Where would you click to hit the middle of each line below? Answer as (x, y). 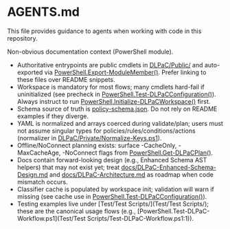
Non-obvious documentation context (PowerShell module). (90, 52)
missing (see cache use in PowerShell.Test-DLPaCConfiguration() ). (112, 196)
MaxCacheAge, (39, 153)
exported (30, 72)
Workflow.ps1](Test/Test (51, 218)
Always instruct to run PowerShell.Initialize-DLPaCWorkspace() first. (114, 101)
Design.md (32, 174)
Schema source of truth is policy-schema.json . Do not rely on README (117, 109)
